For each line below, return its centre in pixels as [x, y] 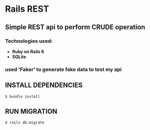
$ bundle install [23, 96]
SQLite [19, 57]
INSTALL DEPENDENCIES [44, 85]
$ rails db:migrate [25, 123]
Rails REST [27, 9]
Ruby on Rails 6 [28, 51]
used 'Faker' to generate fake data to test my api [63, 69]
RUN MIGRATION [31, 111]
